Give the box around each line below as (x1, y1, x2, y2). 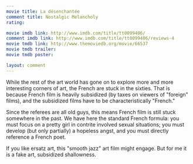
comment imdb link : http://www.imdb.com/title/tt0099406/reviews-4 (6, 36, 175, 42)
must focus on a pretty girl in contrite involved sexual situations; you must (6, 121, 185, 128)
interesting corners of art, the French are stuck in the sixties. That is (6, 84, 170, 91)
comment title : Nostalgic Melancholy (6, 14, 99, 20)
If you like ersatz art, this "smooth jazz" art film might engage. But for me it (6, 145, 187, 152)
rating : (6, 19, 25, 25)
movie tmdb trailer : (6, 46, 57, 53)
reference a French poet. (6, 133, 66, 141)
